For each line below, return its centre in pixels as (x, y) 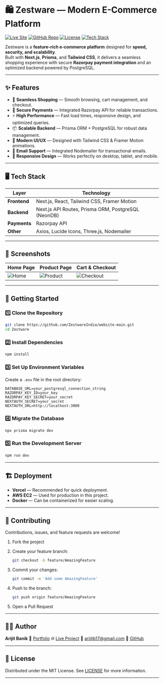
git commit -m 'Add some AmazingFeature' (55, 579)
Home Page (21, 267)
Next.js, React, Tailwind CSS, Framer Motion (86, 201)
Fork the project (28, 542)
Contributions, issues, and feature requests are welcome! (63, 532)
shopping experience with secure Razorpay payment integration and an (78, 62)
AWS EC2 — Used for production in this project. (60, 495)
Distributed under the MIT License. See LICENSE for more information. (76, 670)
